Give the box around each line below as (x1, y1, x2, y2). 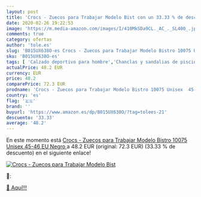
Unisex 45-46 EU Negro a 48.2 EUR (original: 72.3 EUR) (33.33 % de (6, 143, 175, 150)
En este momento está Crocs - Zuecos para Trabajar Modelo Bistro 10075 (6, 137, 187, 144)
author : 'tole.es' (6, 43, 52, 49)
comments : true (6, 31, 44, 37)
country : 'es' (6, 92, 42, 98)
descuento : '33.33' (6, 114, 55, 120)
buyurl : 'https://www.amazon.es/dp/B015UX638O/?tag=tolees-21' (6, 109, 167, 115)
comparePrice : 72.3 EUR (6, 81, 66, 87)
